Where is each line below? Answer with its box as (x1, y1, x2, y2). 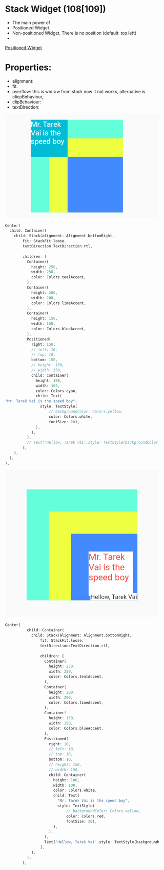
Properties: (5, 62, 52, 73)
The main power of (12, 20, 50, 25)
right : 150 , (31, 342, 56, 347)
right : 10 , (48, 741, 71, 747)
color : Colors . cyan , (36, 388, 78, 393)
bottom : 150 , (31, 358, 58, 362)
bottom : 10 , (48, 757, 73, 762)
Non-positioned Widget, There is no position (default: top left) (12, 30, 137, 36)
